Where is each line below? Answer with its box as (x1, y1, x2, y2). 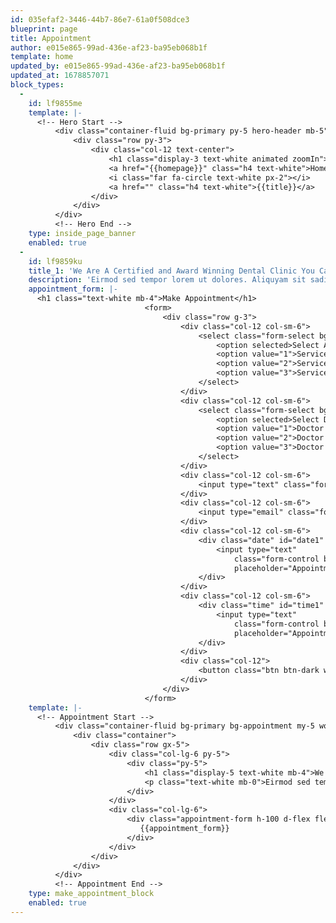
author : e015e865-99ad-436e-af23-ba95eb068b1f (10, 42, 208, 53)
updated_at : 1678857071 (10, 71, 110, 81)
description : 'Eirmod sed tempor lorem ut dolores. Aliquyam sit (28, 275, 307, 285)
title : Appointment (10, 33, 92, 43)
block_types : (10, 80, 65, 90)
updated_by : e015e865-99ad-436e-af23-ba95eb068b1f (10, 61, 226, 71)
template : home (10, 52, 74, 62)
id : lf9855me (28, 98, 83, 108)
